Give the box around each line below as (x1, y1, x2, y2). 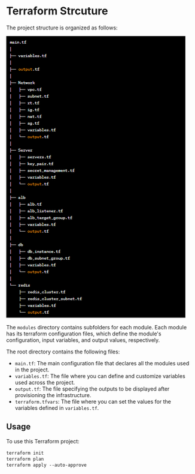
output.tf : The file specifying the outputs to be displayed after (14, 385, 170, 392)
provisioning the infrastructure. (14, 391, 92, 398)
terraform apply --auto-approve (6, 462, 87, 468)
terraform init (6, 450, 44, 456)
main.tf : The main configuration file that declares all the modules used (14, 359, 190, 367)
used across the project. (14, 379, 75, 386)
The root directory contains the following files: (6, 348, 120, 355)
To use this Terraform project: (6, 437, 80, 445)
